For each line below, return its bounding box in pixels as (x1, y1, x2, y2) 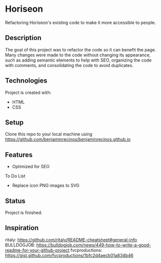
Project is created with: (5, 89, 52, 95)
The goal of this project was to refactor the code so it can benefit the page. (5, 46, 156, 52)
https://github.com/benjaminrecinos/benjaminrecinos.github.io (5, 136, 131, 142)
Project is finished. (5, 210, 42, 216)
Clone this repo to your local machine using (5, 131, 93, 137)
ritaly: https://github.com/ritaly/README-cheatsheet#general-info (5, 237, 138, 242)
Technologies (5, 77, 48, 85)
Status (5, 197, 26, 205)
